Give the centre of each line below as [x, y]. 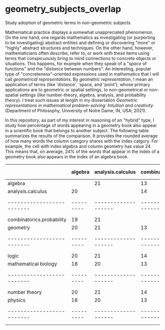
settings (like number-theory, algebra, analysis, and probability [83, 95]
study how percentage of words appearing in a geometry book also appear [81, 125]
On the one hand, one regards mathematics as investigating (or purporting [80, 37]
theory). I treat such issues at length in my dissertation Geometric [71, 100]
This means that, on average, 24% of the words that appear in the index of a [82, 151]
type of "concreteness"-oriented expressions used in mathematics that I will [82, 74]
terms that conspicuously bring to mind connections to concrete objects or [81, 58]
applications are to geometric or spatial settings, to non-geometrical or [77, 90]
